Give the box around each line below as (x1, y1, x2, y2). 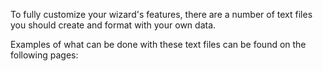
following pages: (10, 49, 79, 61)
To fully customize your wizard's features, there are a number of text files (10, 9, 313, 20)
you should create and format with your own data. (10, 19, 217, 31)
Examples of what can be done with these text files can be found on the (10, 39, 307, 50)
